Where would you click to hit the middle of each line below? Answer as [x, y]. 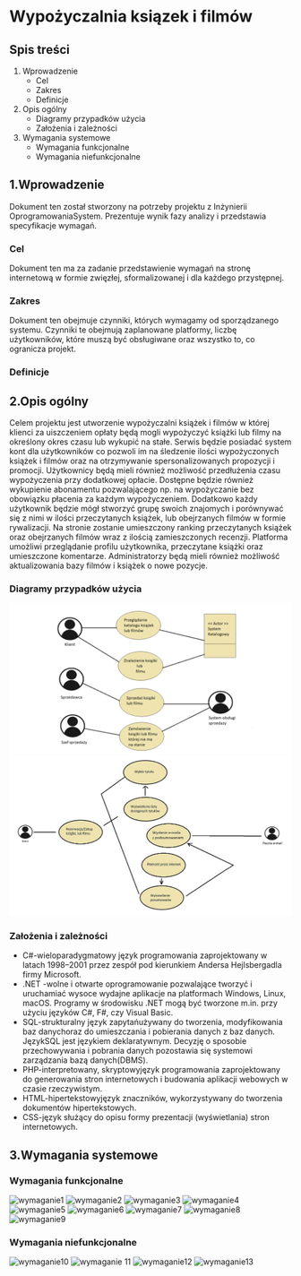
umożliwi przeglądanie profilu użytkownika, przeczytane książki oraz [136, 547]
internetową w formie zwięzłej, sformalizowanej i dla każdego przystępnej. [147, 278]
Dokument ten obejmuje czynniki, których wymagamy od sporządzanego [144, 321]
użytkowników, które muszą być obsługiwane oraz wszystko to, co [132, 340]
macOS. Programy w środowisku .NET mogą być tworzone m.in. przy [150, 1003]
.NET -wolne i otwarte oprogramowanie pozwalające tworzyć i [137, 984]
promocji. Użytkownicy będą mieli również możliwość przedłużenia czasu [145, 470]
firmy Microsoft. [52, 975]
